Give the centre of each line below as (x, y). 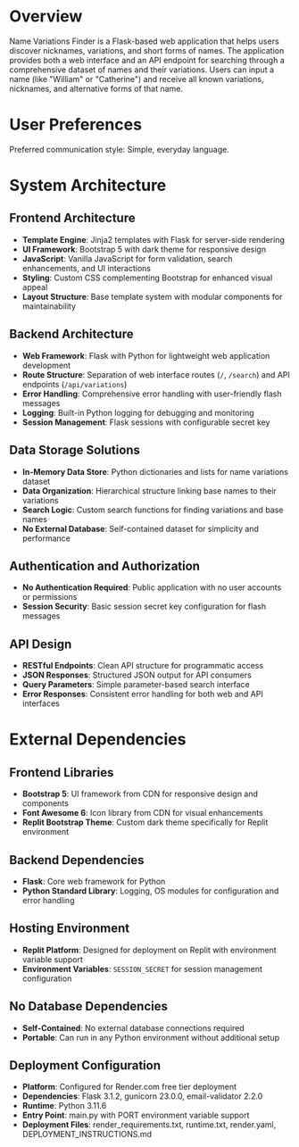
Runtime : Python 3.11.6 (64, 1106)
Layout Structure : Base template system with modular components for (152, 296)
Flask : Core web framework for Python (94, 881)
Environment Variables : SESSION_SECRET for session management (142, 968)
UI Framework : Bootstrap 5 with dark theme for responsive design (144, 249)
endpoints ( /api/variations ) (75, 384)
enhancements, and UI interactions (87, 268)
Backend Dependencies (77, 860)
